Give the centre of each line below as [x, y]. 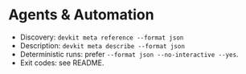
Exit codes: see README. [62, 63]
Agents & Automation [81, 15]
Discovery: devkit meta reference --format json [102, 37]
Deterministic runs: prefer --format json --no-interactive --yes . [129, 54]
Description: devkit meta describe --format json [102, 45]
